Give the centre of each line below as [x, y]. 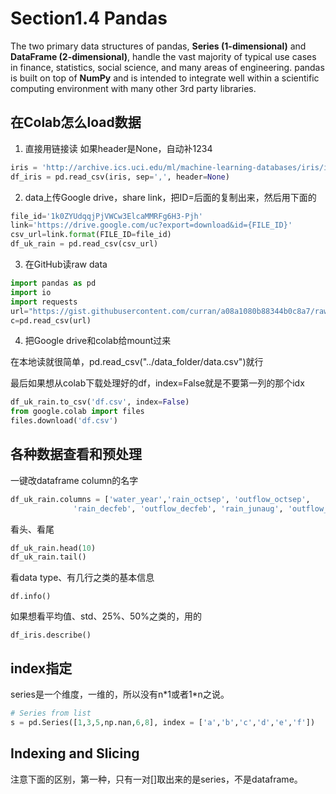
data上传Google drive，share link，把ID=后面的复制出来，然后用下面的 [170, 197]
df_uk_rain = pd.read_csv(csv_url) [84, 244]
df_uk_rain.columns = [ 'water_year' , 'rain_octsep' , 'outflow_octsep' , [160, 499]
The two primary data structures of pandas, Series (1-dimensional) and [158, 46]
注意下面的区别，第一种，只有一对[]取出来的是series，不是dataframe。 [156, 779]
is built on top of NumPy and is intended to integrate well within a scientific [165, 78]
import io [31, 292]
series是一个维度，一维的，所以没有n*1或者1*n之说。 [120, 694]
